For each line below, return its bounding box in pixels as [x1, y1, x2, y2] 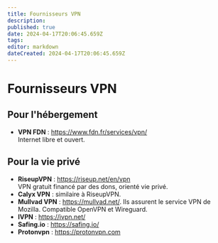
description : [7, 17, 46, 24]
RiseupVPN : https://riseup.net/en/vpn [17, 175, 131, 183]
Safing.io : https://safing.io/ [17, 220, 99, 228]
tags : [7, 37, 23, 44]
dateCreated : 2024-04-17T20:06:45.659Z [7, 50, 126, 58]
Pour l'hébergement [7, 109, 98, 121]
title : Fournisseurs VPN [7, 10, 81, 18]
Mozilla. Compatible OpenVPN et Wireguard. [17, 205, 148, 213]
